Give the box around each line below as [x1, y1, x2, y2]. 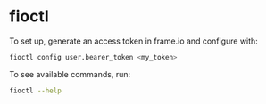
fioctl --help [9, 86, 62, 95]
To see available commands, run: [9, 68, 131, 79]
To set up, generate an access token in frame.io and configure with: [9, 36, 259, 46]
